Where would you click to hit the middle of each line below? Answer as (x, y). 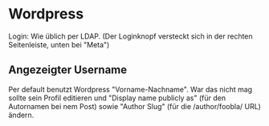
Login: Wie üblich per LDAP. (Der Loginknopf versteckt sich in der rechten (130, 36)
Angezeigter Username (67, 70)
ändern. (21, 115)
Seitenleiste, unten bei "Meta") (59, 44)
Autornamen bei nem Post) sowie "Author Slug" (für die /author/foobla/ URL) (134, 106)
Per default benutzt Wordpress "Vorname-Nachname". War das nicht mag (130, 89)
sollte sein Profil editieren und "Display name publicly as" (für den (117, 98)
